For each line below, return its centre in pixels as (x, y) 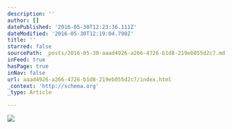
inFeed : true (26, 60)
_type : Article (30, 92)
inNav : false (26, 73)
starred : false (30, 47)
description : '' (31, 14)
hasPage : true (28, 66)
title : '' (22, 40)
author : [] (23, 20)
